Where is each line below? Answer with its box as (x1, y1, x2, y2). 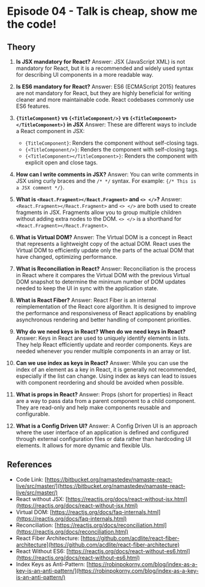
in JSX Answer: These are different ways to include (66, 121, 197, 128)
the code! (7, 17, 57, 31)
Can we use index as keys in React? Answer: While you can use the (15, 359, 189, 366)
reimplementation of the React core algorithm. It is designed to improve (15, 303, 196, 310)
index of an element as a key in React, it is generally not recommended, (15, 366, 197, 373)
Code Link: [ (15, 475, 47, 483)
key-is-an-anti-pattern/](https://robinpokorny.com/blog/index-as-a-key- (15, 567, 199, 574)
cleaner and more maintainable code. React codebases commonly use (15, 96, 195, 103)
